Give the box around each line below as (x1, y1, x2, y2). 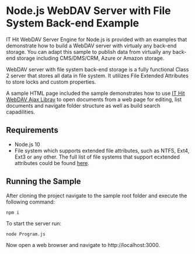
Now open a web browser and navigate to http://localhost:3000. (6, 241, 161, 248)
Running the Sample (6, 177, 81, 187)
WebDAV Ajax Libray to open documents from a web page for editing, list (6, 95, 182, 103)
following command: (6, 198, 55, 205)
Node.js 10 (14, 140, 40, 147)
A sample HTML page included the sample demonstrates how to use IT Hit (6, 90, 185, 97)
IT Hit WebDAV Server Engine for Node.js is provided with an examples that (6, 36, 187, 43)
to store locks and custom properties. (6, 78, 96, 85)
